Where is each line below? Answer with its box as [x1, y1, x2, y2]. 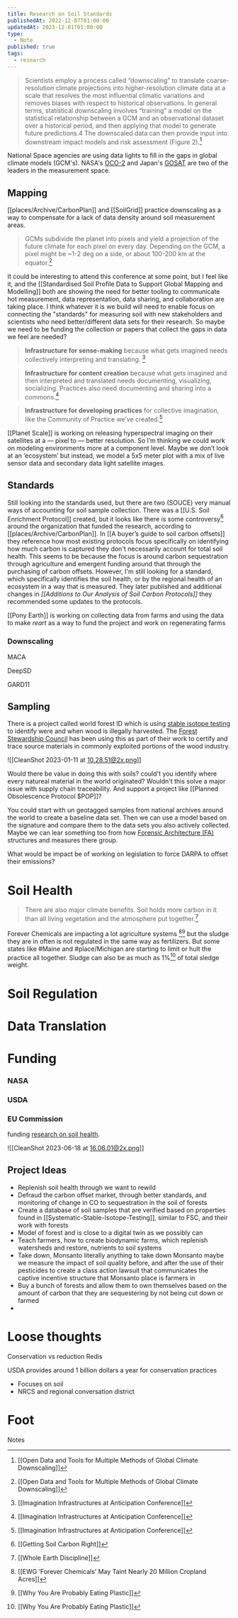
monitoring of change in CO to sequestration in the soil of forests [17, 1198, 208, 1206]
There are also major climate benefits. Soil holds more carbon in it [24, 906, 217, 914]
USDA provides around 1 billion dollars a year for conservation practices [7, 1365, 217, 1374]
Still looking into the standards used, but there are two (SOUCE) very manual [7, 498, 231, 507]
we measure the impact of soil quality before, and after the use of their [17, 1258, 225, 1267]
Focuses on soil [17, 1380, 64, 1388]
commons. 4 [24, 391, 59, 401]
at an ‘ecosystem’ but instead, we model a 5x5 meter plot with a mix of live [7, 451, 225, 460]
